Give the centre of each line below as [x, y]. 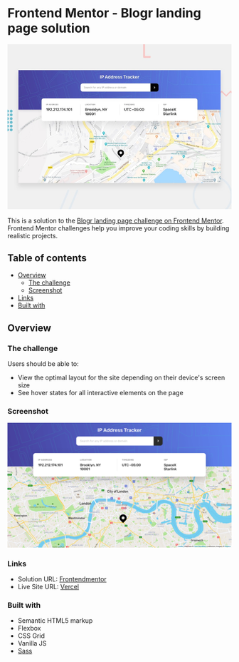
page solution [49, 28]
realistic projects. [33, 235]
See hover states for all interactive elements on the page [100, 393]
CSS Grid [31, 636]
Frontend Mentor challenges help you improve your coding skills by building [118, 228]
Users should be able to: [43, 364]
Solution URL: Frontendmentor [62, 579]
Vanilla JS [32, 643]
